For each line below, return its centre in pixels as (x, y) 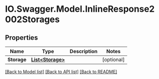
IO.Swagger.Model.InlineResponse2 (80, 9)
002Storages (33, 19)
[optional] (113, 60)
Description (84, 51)
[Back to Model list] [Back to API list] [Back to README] (61, 72)
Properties (22, 38)
